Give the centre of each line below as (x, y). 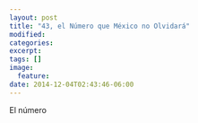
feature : (34, 76)
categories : (31, 43)
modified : (28, 34)
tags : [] (26, 59)
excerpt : (26, 51)
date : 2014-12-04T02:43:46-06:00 (72, 84)
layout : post (34, 18)
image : (22, 68)
